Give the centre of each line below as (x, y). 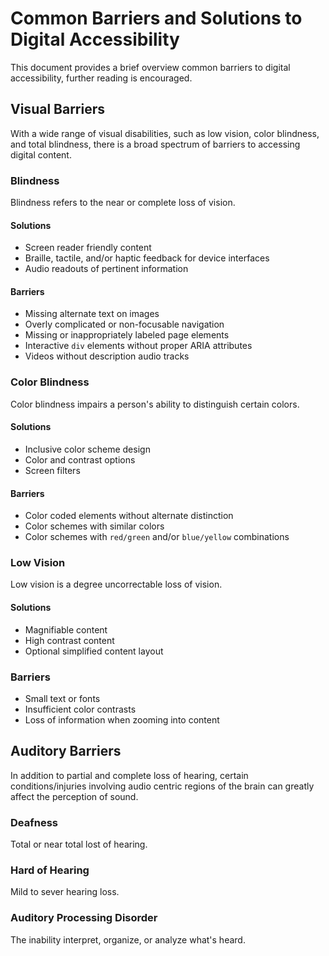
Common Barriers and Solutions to (156, 18)
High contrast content (69, 640)
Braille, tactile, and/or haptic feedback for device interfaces (147, 258)
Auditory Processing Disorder (84, 918)
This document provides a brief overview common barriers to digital (150, 67)
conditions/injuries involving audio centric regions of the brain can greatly (162, 786)
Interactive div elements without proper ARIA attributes (138, 346)
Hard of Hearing (50, 870)
